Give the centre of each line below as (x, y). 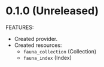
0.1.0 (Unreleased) (52, 11)
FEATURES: (20, 27)
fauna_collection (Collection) (60, 51)
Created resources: (38, 45)
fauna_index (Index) (48, 58)
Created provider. (36, 39)
